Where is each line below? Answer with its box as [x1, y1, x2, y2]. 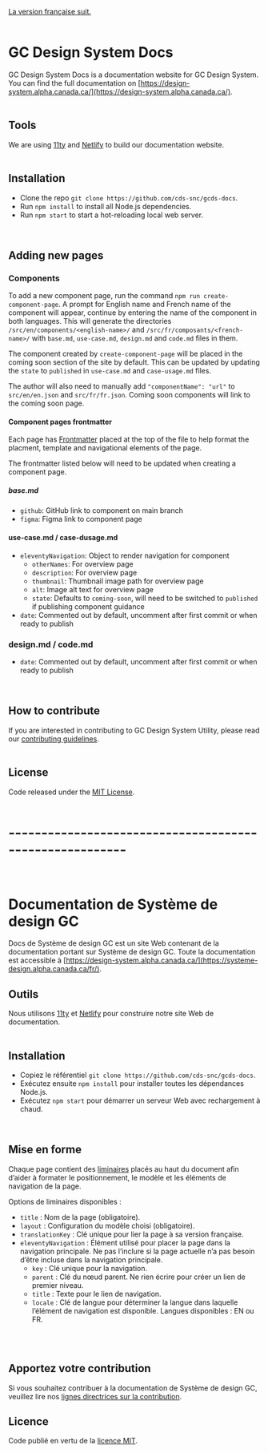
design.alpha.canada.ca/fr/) [8, 964, 100, 974]
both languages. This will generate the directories [8, 317, 172, 326]
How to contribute [8, 704, 101, 718]
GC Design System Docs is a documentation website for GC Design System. [8, 70, 259, 79]
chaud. [19, 1104, 43, 1114]
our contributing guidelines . [8, 733, 100, 744]
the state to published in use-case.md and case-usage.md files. [8, 366, 212, 376]
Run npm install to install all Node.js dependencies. [19, 201, 192, 211]
